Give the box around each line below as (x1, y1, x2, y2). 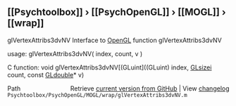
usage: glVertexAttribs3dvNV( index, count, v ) (7, 49, 143, 58)
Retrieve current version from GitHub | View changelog (70, 84, 230, 93)
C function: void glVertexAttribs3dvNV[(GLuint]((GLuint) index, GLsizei (7, 63, 212, 72)
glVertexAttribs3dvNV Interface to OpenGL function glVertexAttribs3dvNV (7, 36, 222, 44)
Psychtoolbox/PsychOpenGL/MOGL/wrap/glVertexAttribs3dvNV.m (7, 91, 188, 98)
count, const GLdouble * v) (7, 70, 85, 79)
